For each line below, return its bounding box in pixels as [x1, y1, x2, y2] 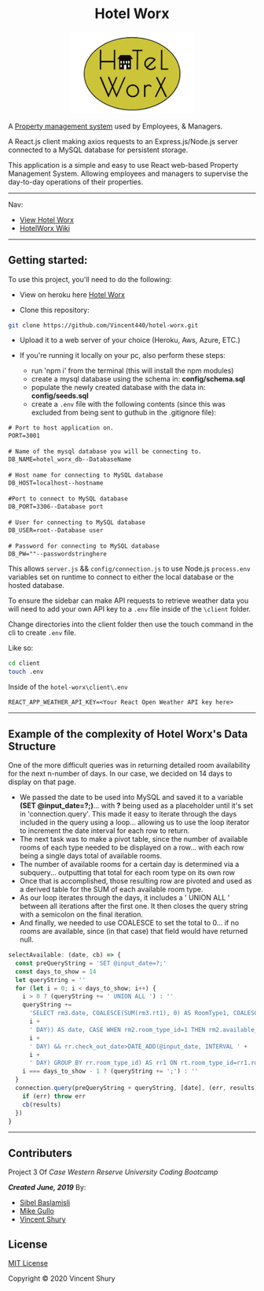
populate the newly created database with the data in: [31, 383, 206, 393]
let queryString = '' [15, 976, 86, 984]
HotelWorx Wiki [19, 223, 71, 233]
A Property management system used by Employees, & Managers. [8, 121, 223, 131]
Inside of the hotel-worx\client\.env [8, 683, 128, 692]
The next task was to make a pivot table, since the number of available [19, 835, 248, 843]
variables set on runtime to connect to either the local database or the [8, 572, 234, 582]
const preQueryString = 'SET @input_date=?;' [15, 959, 167, 967]
